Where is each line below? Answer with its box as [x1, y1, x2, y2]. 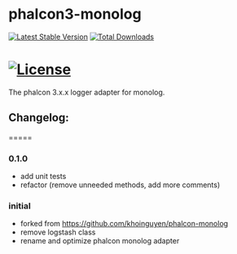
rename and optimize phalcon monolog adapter [20, 236, 180, 246]
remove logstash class [20, 227, 96, 237]
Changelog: [8, 111, 69, 125]
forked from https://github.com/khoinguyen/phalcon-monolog [20, 219, 229, 229]
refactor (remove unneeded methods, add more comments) [20, 180, 221, 190]
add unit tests [20, 171, 67, 181]
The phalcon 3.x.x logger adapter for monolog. [8, 87, 165, 97]
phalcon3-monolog [8, 5, 142, 24]
